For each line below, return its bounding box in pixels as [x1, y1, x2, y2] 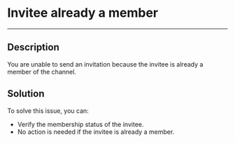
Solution [7, 88, 45, 100]
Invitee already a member [7, 5, 159, 21]
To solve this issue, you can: [7, 107, 89, 115]
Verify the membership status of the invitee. [17, 120, 144, 128]
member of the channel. [7, 67, 77, 76]
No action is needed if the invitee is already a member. [17, 128, 175, 136]
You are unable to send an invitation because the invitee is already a [7, 60, 204, 68]
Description [7, 41, 59, 53]
